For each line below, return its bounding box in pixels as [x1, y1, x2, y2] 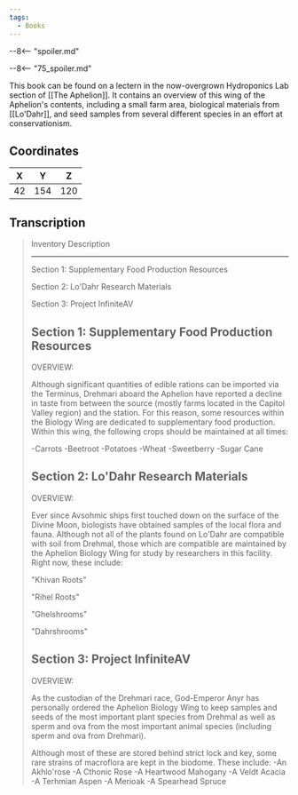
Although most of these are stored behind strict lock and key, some [30, 747, 278, 758]
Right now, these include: [30, 557, 123, 568]
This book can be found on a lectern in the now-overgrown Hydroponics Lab [9, 80, 289, 91]
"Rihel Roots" [30, 592, 80, 602]
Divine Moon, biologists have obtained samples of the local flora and [30, 519, 282, 529]
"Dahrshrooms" [30, 625, 89, 636]
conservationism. [9, 117, 73, 129]
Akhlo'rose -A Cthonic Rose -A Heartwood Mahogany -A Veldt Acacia [30, 766, 286, 777]
